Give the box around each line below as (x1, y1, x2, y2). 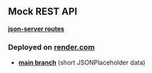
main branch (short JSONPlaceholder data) (18, 58, 146, 67)
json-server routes (8, 24, 64, 33)
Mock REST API (8, 6, 78, 18)
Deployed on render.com (8, 42, 95, 52)
